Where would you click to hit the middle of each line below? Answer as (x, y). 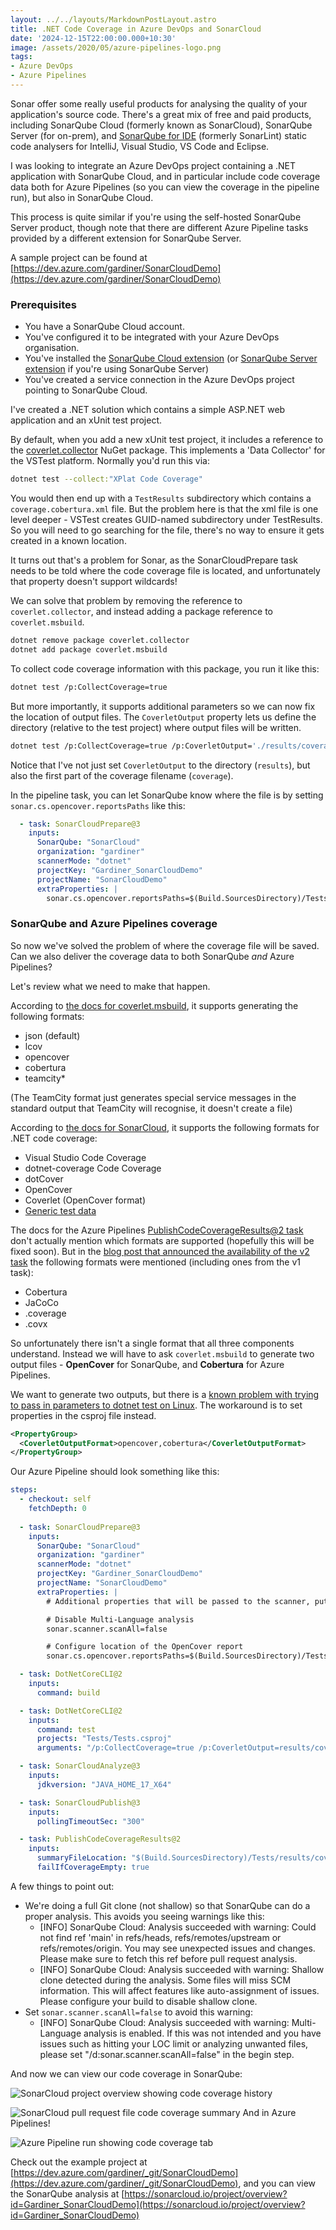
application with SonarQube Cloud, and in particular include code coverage (165, 176)
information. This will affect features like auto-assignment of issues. (179, 1990)
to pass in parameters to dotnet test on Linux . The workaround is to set (156, 1405)
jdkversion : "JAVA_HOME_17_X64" (104, 1784)
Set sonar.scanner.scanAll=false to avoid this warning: (138, 2012)
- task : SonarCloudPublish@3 (80, 1802)
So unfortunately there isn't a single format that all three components (152, 1343)
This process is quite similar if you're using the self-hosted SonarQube (156, 217)
